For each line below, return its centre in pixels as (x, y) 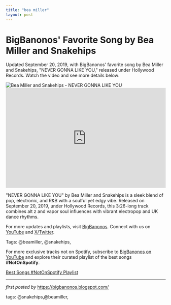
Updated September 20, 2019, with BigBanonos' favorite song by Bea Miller (85, 65)
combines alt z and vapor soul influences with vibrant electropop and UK (82, 211)
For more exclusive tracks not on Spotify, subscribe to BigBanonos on (79, 252)
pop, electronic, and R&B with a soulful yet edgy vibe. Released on (75, 201)
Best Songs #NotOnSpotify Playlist (42, 272)
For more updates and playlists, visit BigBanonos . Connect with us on (78, 227)
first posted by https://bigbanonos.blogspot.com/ (57, 287)
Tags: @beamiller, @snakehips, (39, 242)
